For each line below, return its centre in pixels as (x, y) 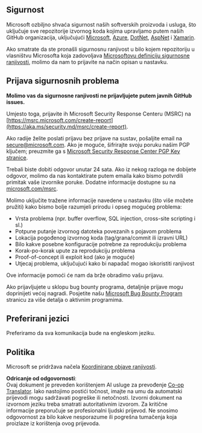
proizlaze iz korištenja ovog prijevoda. (53, 423)
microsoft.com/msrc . (32, 188)
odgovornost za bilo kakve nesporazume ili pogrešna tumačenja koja (92, 417)
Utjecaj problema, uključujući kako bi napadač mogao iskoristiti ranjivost (105, 263)
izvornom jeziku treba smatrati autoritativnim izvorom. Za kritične (87, 404)
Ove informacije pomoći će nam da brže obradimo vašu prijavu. (85, 275)
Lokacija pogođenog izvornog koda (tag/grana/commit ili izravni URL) (101, 238)
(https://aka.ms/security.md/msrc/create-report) (66, 126)
